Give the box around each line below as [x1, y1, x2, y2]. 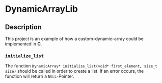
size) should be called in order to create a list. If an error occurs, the [5, 68, 144, 74]
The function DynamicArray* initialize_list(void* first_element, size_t [5, 63, 158, 69]
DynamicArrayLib [5, 3, 78, 15]
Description [5, 23, 42, 31]
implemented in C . [5, 41, 42, 47]
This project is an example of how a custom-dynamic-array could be [5, 36, 144, 41]
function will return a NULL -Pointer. [5, 73, 75, 79]
